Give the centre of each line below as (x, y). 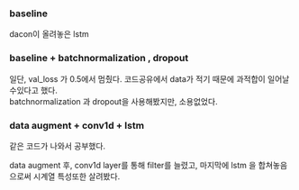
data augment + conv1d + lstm (77, 125)
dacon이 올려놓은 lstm (49, 34)
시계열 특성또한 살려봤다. (77, 176)
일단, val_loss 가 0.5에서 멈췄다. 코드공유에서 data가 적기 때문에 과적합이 (137, 78)
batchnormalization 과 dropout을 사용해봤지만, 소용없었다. (113, 101)
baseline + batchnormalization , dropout (99, 59)
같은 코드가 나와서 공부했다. (58, 146)
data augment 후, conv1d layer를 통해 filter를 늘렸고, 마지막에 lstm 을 (133, 165)
